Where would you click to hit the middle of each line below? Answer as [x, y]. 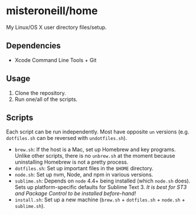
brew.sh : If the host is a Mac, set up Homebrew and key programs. [95, 149]
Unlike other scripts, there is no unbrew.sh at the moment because [95, 156]
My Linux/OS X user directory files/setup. [57, 27]
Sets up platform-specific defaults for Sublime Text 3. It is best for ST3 [101, 187]
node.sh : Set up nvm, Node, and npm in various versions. [84, 175]
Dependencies [33, 46]
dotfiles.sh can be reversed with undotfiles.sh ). [67, 138]
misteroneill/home [52, 11]
